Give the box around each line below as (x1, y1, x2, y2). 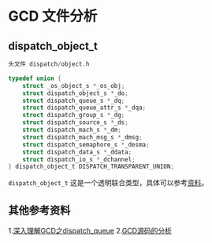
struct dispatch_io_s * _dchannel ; (22, 155, 136, 163)
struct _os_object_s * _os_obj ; (22, 82, 125, 89)
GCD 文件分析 (8, 7, 98, 25)
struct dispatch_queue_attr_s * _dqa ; (22, 104, 147, 112)
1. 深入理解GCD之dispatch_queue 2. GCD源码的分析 (8, 226, 172, 236)
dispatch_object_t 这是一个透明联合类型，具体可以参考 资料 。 (8, 178, 209, 188)
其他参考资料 (8, 203, 71, 217)
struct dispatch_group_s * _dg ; (22, 112, 125, 120)
